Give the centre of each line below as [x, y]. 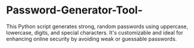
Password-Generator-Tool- [74, 10]
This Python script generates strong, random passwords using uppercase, [97, 26]
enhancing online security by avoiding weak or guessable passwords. [92, 39]
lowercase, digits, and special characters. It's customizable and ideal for [95, 32]
